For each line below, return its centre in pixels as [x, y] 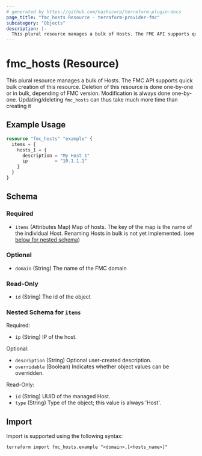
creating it [19, 106]
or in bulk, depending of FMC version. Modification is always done [88, 93]
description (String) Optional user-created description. [83, 360]
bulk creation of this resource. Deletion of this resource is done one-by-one [100, 87]
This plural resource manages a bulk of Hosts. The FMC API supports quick [99, 81]
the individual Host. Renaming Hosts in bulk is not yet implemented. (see [105, 233]
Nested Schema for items [44, 312]
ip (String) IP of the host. [46, 337]
